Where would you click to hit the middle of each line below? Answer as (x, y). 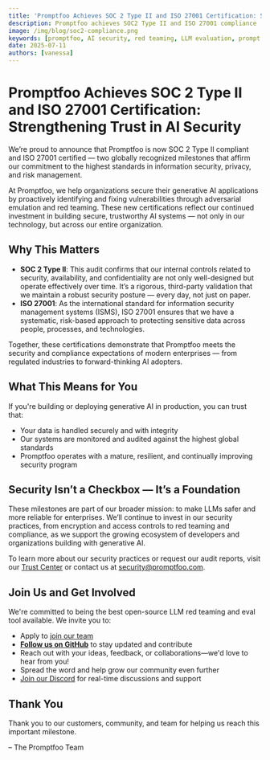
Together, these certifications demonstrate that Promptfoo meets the (122, 344)
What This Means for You (73, 387)
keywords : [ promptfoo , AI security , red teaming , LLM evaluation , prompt (135, 38)
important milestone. (43, 731)
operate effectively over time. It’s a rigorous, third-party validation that (136, 286)
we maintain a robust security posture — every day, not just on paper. (135, 295)
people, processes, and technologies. (82, 329)
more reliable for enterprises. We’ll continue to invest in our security (121, 517)
